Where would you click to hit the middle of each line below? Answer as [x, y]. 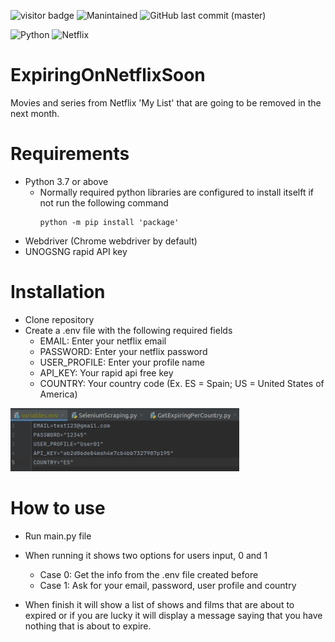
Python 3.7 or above [66, 181]
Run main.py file [58, 536]
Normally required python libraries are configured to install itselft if [176, 192]
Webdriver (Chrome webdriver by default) [111, 241]
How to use [58, 508]
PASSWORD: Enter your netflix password [123, 351]
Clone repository [59, 319]
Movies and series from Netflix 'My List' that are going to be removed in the [166, 102]
